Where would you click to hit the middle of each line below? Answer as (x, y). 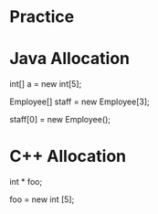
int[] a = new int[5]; (46, 84)
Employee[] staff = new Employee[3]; (80, 102)
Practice (42, 17)
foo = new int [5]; (42, 199)
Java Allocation (70, 59)
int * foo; (26, 182)
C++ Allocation (68, 156)
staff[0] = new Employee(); (60, 120)
